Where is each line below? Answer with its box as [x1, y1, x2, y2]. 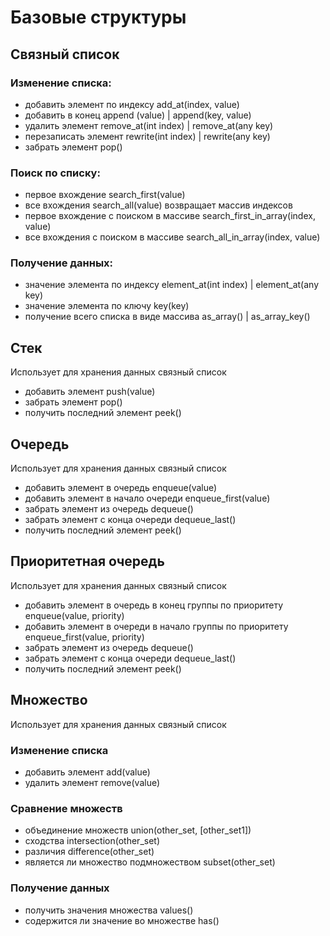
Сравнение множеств [10, 801, 123, 815]
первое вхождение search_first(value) [24, 189, 186, 201]
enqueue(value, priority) [24, 609, 125, 621]
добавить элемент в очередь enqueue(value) [24, 482, 218, 494]
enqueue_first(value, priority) [24, 631, 145, 643]
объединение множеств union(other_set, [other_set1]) [24, 824, 252, 836]
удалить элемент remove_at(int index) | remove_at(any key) [24, 119, 274, 131]
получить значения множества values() [24, 904, 194, 916]
